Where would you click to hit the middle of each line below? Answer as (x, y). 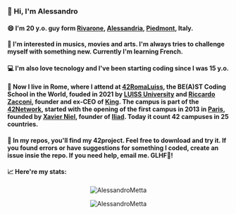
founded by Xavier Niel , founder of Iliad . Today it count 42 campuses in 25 (118, 117)
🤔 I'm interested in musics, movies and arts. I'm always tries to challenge (116, 44)
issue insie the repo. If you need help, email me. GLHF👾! (91, 155)
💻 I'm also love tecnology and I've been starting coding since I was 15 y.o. (118, 68)
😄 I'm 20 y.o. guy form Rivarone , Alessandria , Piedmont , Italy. (100, 28)
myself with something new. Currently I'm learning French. (95, 51)
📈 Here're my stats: (37, 172)
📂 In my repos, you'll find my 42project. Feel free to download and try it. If (117, 140)
